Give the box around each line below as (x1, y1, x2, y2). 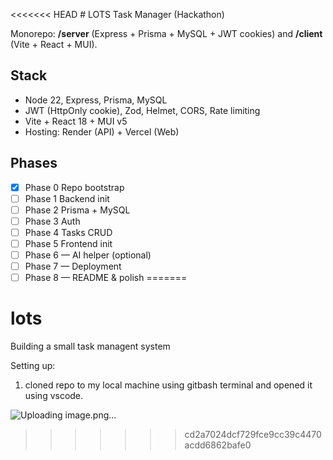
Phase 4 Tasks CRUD (24, 226, 113, 238)
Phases (10, 155, 58, 172)
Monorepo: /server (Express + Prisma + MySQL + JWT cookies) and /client (10, 28, 323, 39)
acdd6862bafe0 (184, 439, 252, 451)
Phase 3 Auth (24, 215, 81, 227)
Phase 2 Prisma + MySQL (24, 204, 131, 216)
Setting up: (10, 360, 56, 372)
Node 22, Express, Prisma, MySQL (24, 94, 168, 106)
